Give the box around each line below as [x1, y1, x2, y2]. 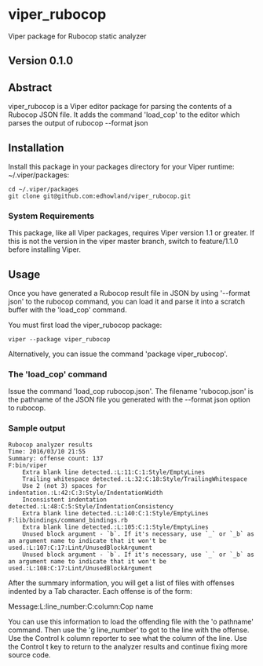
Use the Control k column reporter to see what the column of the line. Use [8, 633, 247, 642]
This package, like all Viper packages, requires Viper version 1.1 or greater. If [8, 228, 255, 238]
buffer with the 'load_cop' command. [8, 305, 127, 315]
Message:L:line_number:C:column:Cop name [8, 602, 154, 611]
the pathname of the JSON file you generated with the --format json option [8, 395, 250, 405]
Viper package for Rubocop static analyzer [8, 31, 147, 41]
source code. [8, 650, 51, 660]
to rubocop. [8, 403, 46, 413]
